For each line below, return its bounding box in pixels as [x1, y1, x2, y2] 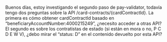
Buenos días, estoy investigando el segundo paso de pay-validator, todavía [5, 5, 162, 10]
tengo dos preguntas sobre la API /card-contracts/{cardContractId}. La [5, 10, 154, 16]
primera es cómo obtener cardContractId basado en [5, 15, 114, 21]
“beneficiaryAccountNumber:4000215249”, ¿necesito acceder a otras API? [5, 20, 162, 26]
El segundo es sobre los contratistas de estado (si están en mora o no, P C [5, 26, 161, 32]
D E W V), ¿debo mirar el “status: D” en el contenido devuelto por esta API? [5, 31, 162, 37]
